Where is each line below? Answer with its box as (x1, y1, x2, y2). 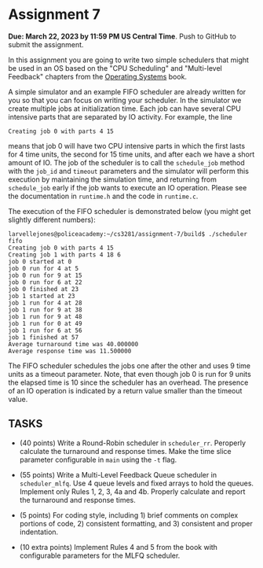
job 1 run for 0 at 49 (8, 319, 82, 327)
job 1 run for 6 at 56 (8, 326, 82, 334)
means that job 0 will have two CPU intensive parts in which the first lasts (8, 141, 246, 150)
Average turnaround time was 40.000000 (8, 340, 139, 348)
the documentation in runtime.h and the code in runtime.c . (8, 191, 199, 201)
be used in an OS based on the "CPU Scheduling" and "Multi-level (8, 63, 222, 72)
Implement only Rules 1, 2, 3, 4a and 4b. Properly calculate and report (19, 486, 246, 496)
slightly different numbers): (8, 215, 96, 224)
